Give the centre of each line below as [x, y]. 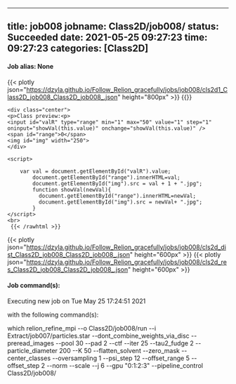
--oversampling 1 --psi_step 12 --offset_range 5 [121, 358]
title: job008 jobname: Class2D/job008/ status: [113, 26]
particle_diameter [33, 350]
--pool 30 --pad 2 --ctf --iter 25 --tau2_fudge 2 [125, 343]
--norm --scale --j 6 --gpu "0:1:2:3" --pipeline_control [125, 365]
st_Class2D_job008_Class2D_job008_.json [69, 254]
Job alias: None [31, 66]
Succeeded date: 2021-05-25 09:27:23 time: [107, 38]
